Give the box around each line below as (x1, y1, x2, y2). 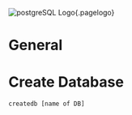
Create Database (8, 73, 124, 92)
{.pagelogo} (75, 8, 115, 17)
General (8, 36, 63, 54)
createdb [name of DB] (8, 100, 85, 109)
